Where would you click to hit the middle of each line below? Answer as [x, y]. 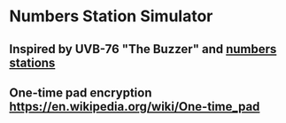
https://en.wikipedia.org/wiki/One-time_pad [135, 107]
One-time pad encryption [81, 92]
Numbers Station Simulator [111, 16]
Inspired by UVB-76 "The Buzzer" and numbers [143, 49]
